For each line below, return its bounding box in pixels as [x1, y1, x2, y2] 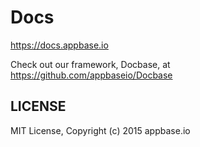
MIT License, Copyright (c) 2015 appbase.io [10, 124, 191, 136]
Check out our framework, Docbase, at [10, 58, 171, 70]
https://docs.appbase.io [10, 39, 109, 51]
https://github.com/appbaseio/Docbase [10, 69, 173, 81]
